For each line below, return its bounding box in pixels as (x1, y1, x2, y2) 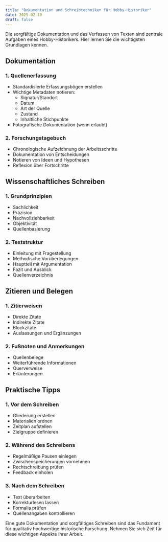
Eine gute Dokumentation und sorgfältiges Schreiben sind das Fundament (5, 520, 160, 526)
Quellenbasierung (12, 226, 51, 232)
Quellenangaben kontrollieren (12, 510, 75, 516)
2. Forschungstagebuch (5, 134, 66, 141)
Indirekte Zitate (12, 319, 45, 325)
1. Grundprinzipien (5, 192, 52, 199)
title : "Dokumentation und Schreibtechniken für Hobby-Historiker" (5, 7, 152, 13)
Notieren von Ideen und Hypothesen (12, 157, 89, 163)
